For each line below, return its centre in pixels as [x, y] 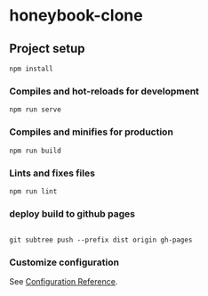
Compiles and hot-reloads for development [104, 91]
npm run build [36, 151]
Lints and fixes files [52, 173]
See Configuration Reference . [64, 282]
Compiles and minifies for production [91, 132]
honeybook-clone [76, 16]
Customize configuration [64, 262]
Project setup [48, 49]
